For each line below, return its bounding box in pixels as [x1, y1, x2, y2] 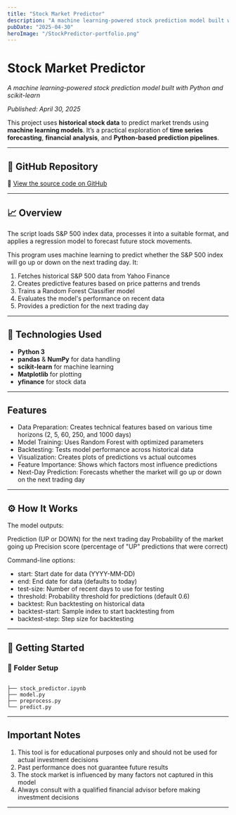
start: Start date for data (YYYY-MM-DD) [17, 570, 136, 578]
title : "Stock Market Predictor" [7, 10, 105, 18]
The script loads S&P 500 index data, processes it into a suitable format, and [7, 229, 229, 238]
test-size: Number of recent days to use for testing [17, 584, 164, 593]
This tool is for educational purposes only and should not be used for [17, 748, 218, 756]
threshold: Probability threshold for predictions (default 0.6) [17, 592, 190, 601]
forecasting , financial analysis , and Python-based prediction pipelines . [7, 133, 220, 142]
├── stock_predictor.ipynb [7, 685, 86, 692]
